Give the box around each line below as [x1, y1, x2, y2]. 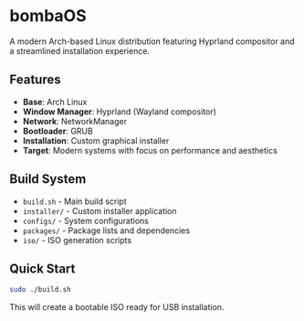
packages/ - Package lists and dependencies [22, 225, 190, 236]
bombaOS [9, 5, 87, 27]
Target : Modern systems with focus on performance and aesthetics [22, 144, 278, 155]
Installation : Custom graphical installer [22, 134, 170, 146]
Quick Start [9, 261, 76, 276]
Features [9, 72, 61, 88]
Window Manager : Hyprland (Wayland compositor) [22, 106, 217, 117]
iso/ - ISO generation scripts [22, 234, 132, 245]
